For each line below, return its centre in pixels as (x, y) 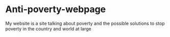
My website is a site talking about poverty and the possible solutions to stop (85, 23)
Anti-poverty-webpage (56, 9)
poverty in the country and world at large (48, 28)
